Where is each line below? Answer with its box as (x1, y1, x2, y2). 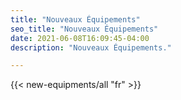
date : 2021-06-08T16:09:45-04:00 (10, 33, 150, 43)
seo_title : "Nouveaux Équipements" (10, 24, 159, 34)
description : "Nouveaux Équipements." (10, 42, 172, 53)
